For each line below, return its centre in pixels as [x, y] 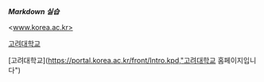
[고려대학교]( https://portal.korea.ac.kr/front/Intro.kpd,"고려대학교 [112, 60]
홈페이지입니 [237, 60]
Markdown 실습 [34, 11]
